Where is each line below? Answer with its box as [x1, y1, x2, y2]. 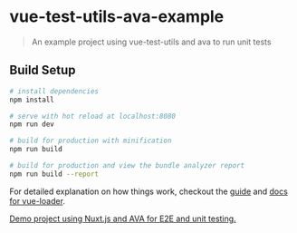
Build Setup [9, 63, 76, 78]
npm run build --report [9, 170, 100, 179]
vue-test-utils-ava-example [9, 6, 225, 27]
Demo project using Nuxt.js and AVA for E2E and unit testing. [9, 213, 237, 224]
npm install [9, 95, 54, 104]
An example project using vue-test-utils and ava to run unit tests [31, 36, 272, 47]
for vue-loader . [9, 195, 66, 206]
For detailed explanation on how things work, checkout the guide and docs [9, 186, 288, 197]
